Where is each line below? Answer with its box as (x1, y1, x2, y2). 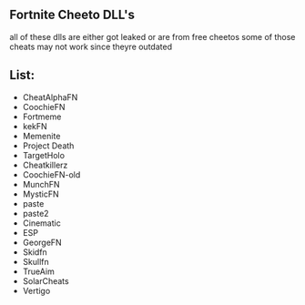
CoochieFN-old (22, 168, 81, 180)
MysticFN (22, 188, 59, 199)
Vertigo (22, 285, 51, 296)
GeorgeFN (22, 237, 62, 248)
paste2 (22, 208, 49, 219)
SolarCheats (22, 275, 70, 286)
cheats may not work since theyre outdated (9, 41, 173, 52)
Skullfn (22, 256, 49, 267)
